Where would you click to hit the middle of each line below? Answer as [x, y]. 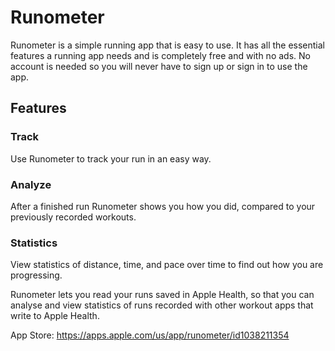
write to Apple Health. [55, 316]
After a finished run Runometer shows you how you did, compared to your [163, 206]
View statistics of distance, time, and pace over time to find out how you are [167, 265]
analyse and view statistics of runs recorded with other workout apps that [162, 305]
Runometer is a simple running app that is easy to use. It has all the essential [168, 45]
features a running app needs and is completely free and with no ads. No [160, 55]
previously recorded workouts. [73, 217]
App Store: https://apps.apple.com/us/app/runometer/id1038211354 [150, 335]
